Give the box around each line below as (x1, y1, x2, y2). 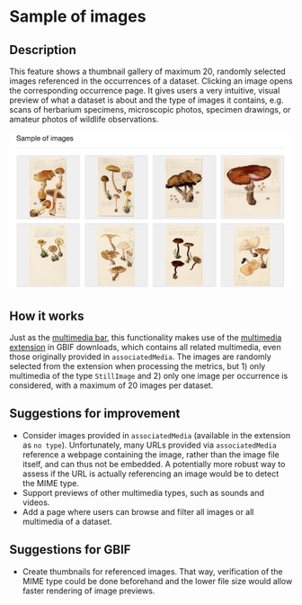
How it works (9, 308, 84, 323)
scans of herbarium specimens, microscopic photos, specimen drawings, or (9, 104, 291, 114)
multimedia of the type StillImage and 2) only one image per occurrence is (9, 370, 289, 381)
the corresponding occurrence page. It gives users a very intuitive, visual (9, 86, 280, 95)
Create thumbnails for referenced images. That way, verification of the (22, 565, 283, 577)
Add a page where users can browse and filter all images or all (22, 506, 254, 517)
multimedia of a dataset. (22, 516, 112, 527)
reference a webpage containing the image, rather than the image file (22, 448, 280, 460)
